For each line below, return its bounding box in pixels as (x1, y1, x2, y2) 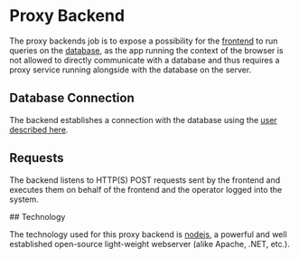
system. (9, 194, 39, 205)
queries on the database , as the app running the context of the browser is (9, 44, 284, 55)
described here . (9, 124, 69, 135)
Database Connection (9, 91, 135, 106)
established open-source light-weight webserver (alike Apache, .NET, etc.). (9, 238, 291, 249)
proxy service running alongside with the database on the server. (9, 64, 252, 75)
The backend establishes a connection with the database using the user (9, 114, 277, 125)
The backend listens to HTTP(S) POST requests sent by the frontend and (9, 174, 281, 186)
